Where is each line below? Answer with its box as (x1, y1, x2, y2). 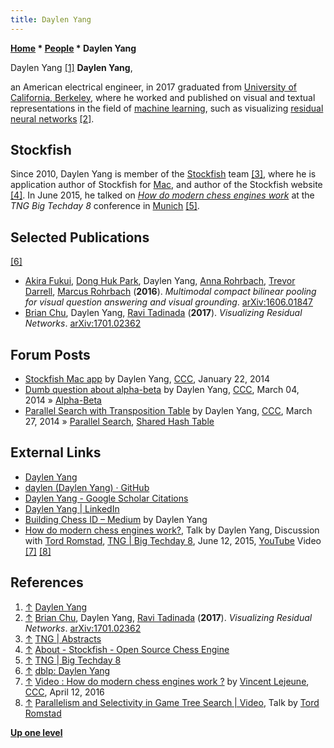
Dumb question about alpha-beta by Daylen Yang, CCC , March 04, (24, 384, 300, 396)
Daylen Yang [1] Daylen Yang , (10, 61, 133, 73)
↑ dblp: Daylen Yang (24, 664, 111, 676)
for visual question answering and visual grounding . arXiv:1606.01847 (24, 296, 314, 308)
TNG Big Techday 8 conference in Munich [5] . (10, 200, 200, 212)
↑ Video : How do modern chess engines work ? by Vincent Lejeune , (24, 675, 310, 687)
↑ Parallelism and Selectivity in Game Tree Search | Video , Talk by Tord (24, 696, 320, 708)
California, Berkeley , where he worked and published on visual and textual (10, 91, 316, 103)
